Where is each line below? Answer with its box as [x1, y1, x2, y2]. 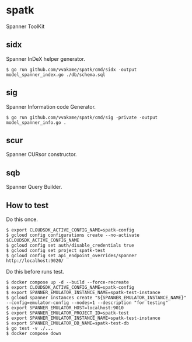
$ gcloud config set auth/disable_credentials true [6, 243, 134, 248]
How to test [6, 200, 48, 210]
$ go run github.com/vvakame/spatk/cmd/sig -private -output [6, 115, 158, 120]
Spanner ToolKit [6, 23, 45, 30]
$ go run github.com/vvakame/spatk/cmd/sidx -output [6, 67, 137, 72]
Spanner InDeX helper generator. [6, 55, 86, 62]
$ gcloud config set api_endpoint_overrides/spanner [6, 253, 137, 258]
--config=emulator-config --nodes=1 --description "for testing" [6, 300, 168, 306]
